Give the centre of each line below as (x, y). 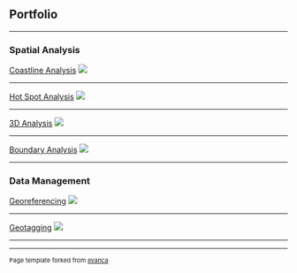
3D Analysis (31, 124)
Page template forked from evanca (59, 261)
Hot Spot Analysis (42, 97)
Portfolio (34, 15)
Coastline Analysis (43, 71)
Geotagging (30, 228)
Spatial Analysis (45, 49)
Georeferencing (38, 201)
